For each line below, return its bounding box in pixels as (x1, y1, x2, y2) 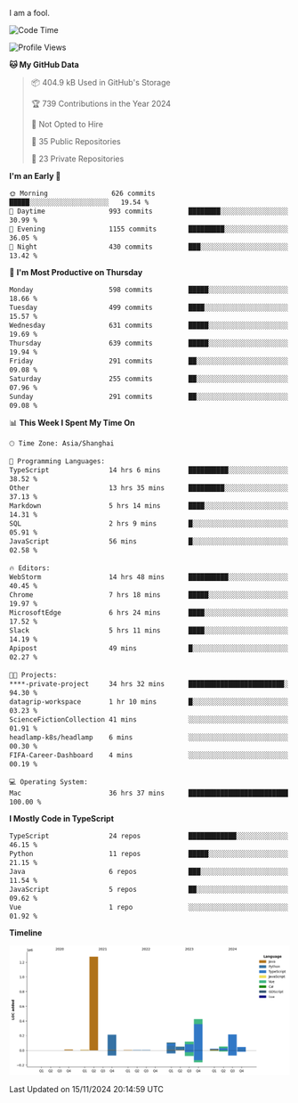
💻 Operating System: (9, 778, 89, 787)
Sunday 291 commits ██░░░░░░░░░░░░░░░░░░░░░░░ (9, 392, 289, 401)
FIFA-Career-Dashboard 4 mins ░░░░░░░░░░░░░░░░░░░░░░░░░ (9, 751, 289, 760)
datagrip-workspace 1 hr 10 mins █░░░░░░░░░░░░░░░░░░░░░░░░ (9, 698, 289, 707)
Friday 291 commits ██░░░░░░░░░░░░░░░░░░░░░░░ (9, 356, 289, 365)
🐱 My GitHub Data (9, 60, 80, 69)
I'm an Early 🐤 (9, 171, 61, 181)
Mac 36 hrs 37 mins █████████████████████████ (9, 788, 289, 797)
